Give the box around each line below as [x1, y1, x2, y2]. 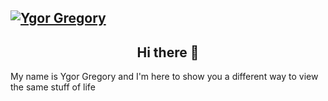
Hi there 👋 [136, 44, 200, 61]
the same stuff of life [10, 81, 96, 93]
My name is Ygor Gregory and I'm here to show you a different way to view [10, 71, 319, 83]
